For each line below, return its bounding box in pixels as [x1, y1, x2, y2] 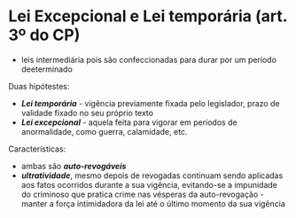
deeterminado [20, 64, 73, 74]
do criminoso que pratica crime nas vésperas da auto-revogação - [20, 189, 264, 199]
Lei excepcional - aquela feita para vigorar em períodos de [20, 117, 238, 128]
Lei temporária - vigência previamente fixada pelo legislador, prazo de [20, 97, 280, 108]
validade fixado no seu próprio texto [20, 107, 154, 118]
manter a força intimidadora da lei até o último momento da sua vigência [20, 198, 285, 209]
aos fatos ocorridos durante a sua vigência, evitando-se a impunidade [20, 179, 278, 190]
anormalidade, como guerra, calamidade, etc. [20, 126, 188, 136]
